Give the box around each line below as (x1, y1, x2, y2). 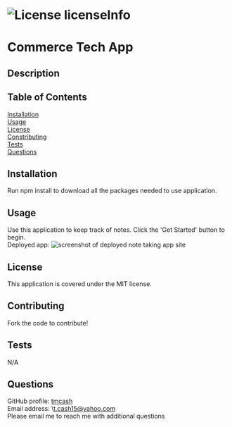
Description (7, 67, 60, 79)
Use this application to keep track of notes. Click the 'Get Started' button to (7, 225, 225, 234)
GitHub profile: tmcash (7, 397, 73, 405)
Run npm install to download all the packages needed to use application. (7, 187, 217, 195)
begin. (7, 233, 26, 242)
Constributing (7, 132, 47, 141)
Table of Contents (7, 92, 88, 104)
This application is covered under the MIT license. (7, 280, 153, 288)
